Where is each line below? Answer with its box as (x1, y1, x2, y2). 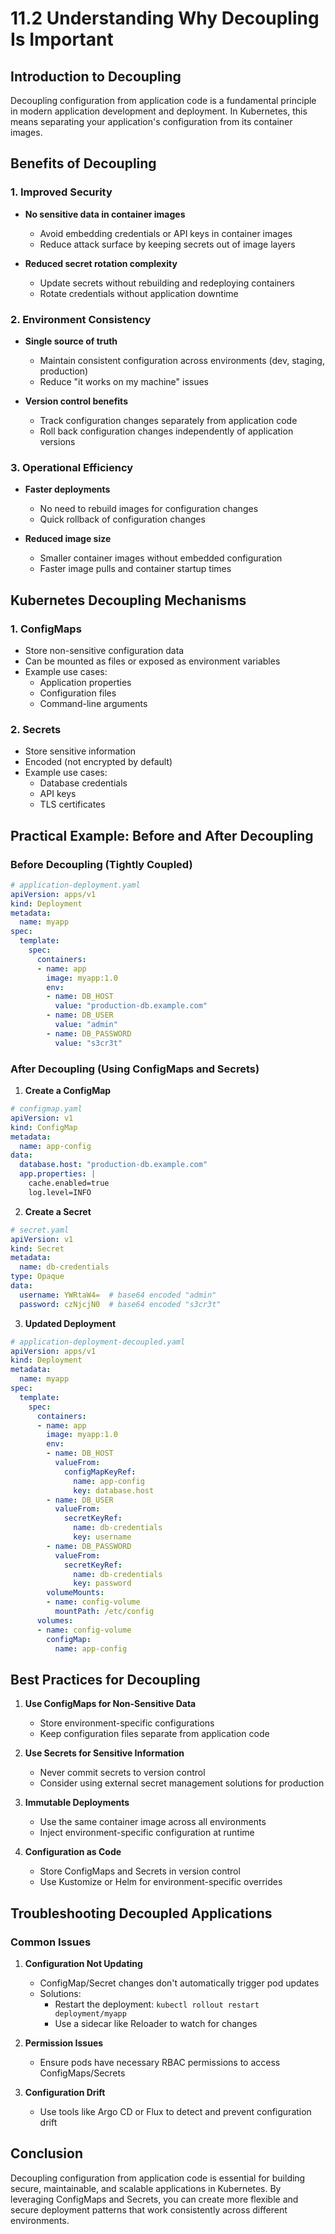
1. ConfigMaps (10, 622, 82, 636)
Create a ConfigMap (24, 1085, 112, 1096)
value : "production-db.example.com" (54, 1001, 208, 1011)
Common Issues (10, 1935, 92, 1949)
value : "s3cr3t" (54, 1038, 123, 1048)
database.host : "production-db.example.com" (19, 1160, 208, 1170)
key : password (73, 1578, 132, 1589)
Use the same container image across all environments (39, 1816, 267, 1828)
